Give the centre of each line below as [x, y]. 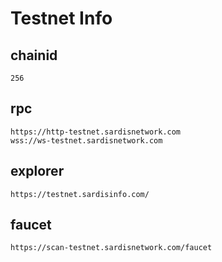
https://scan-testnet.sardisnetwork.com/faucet [111, 248]
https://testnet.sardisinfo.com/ [80, 194]
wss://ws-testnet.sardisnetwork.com [86, 140]
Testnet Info [61, 18]
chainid [34, 55]
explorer [37, 171]
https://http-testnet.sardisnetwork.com [96, 132]
